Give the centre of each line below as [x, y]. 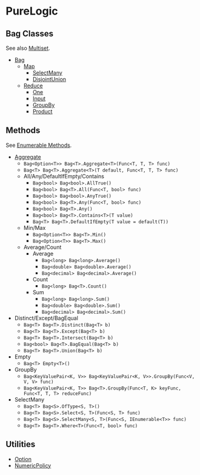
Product [42, 111]
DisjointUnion [49, 79]
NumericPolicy [33, 465]
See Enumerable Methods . [39, 145]
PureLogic [32, 11]
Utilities [21, 444]
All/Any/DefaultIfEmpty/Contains [64, 176]
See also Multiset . [28, 48]
